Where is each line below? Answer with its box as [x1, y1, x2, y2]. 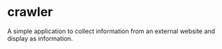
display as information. [7, 34, 74, 42]
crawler [7, 4, 53, 20]
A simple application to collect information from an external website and [7, 27, 216, 35]
